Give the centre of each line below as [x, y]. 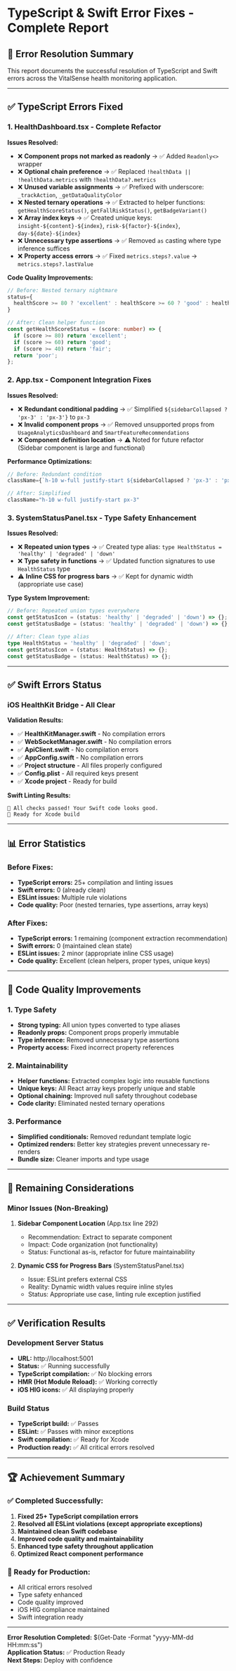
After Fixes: [27, 923]
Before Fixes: [31, 867]
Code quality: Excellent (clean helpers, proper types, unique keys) [114, 961]
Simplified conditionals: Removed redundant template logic [104, 1137]
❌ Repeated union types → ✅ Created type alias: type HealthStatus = [120, 547]
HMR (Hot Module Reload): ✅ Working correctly [87, 1382]
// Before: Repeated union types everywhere [73, 611]
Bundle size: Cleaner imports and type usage [83, 1159]
